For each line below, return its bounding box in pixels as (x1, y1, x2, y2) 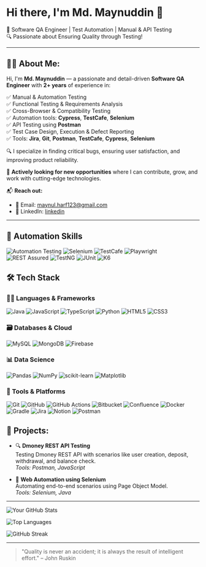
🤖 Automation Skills (6, 231, 83, 242)
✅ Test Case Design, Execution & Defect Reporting (6, 128, 134, 135)
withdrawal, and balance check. (15, 457, 96, 465)
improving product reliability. (6, 156, 78, 163)
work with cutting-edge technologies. (6, 174, 101, 182)
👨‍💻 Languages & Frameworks (6, 294, 96, 303)
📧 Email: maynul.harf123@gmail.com (15, 201, 108, 208)
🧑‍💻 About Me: (6, 58, 60, 69)
